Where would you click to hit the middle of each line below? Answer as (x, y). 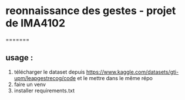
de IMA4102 (36, 23)
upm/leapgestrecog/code (45, 78)
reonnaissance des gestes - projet (91, 11)
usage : (19, 58)
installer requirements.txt (44, 90)
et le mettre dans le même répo (115, 78)
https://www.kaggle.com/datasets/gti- (132, 72)
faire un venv (30, 84)
